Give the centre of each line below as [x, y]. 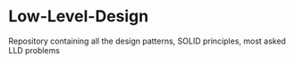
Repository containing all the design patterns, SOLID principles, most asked [147, 41]
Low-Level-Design [79, 16]
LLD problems [34, 50]
